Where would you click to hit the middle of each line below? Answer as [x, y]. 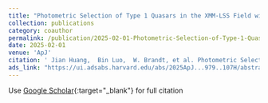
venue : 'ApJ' [30, 53]
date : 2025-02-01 [37, 46]
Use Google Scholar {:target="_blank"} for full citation [96, 90]
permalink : [26, 38]
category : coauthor [41, 30]
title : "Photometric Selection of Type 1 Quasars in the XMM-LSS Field [130, 16]
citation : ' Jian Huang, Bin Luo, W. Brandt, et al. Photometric [123, 61]
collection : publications [51, 23]
